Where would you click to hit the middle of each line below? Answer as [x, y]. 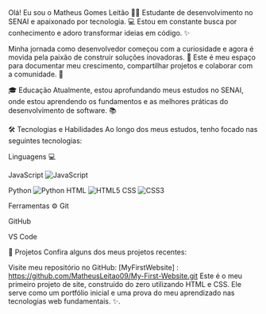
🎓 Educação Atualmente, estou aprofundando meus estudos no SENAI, [126, 90]
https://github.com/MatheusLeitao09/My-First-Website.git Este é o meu [125, 276]
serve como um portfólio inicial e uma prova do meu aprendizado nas [122, 293]
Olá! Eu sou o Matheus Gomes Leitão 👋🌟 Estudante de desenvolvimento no [131, 13]
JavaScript [26, 175]
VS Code [23, 237]
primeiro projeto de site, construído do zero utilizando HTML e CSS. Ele [125, 285]
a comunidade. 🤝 [36, 74]
